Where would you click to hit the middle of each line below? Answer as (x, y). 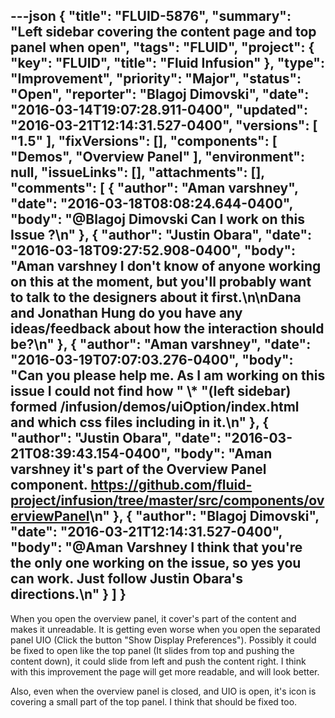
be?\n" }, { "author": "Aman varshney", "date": (161, 344)
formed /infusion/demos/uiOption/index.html (155, 407)
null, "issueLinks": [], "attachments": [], (137, 172)
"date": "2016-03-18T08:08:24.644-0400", (151, 204)
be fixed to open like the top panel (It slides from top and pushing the (152, 650)
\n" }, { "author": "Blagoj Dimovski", (204, 516)
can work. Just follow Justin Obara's (127, 579)
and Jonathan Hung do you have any (126, 313)
